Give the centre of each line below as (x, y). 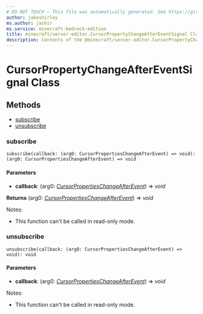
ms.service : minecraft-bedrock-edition (56, 29)
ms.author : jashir (29, 23)
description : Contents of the (44, 40)
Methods (24, 105)
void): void (21, 254)
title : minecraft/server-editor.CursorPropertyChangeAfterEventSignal (97, 34)
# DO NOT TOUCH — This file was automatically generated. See (86, 12)
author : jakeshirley (32, 18)
